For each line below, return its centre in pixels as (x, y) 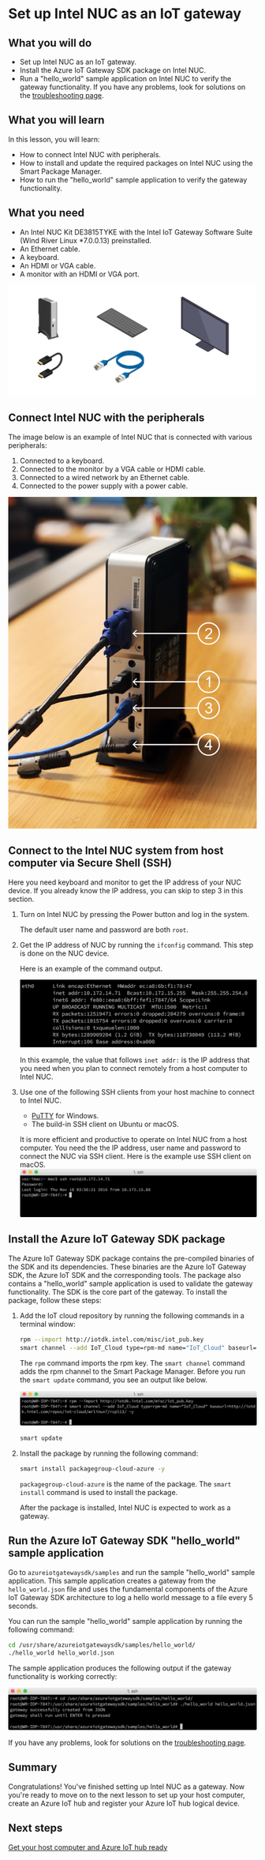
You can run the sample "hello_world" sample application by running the (125, 1621)
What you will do (50, 43)
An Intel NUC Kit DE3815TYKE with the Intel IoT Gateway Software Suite (136, 232)
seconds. (23, 1606)
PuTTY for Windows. (65, 1115)
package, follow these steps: (55, 1300)
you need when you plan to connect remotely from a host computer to (133, 1068)
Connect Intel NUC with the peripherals (106, 418)
